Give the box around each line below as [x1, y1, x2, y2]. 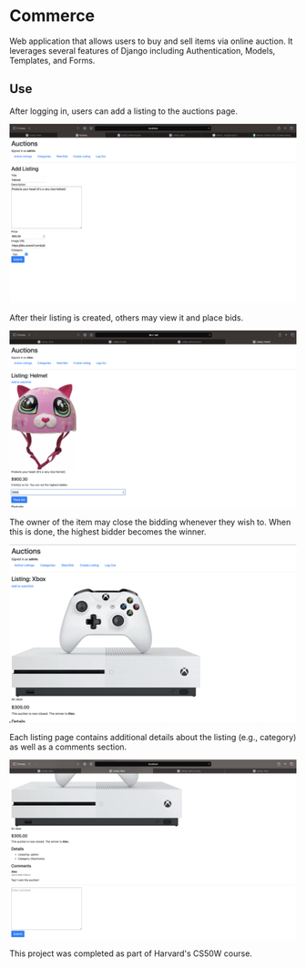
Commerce [9, 5, 96, 26]
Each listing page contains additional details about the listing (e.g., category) [9, 731, 297, 742]
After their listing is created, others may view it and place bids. [9, 311, 244, 323]
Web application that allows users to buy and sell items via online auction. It [9, 36, 293, 46]
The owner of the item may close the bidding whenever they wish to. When [9, 516, 291, 527]
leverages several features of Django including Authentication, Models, [9, 45, 276, 56]
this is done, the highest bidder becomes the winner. [9, 525, 207, 537]
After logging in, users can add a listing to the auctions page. [9, 106, 239, 117]
